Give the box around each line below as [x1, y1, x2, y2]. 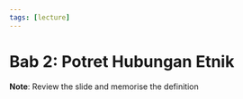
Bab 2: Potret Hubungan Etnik [9, 51, 235, 71]
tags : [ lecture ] [9, 12, 70, 22]
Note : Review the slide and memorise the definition [9, 81, 200, 92]
